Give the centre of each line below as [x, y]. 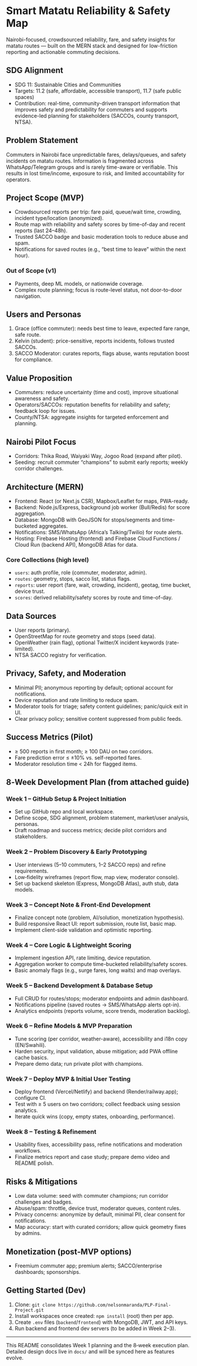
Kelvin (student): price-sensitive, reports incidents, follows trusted [94, 341]
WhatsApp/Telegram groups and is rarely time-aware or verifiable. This [92, 167]
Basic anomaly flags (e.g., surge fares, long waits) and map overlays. [98, 970]
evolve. [15, 1357]
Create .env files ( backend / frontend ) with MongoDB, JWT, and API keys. [101, 1322]
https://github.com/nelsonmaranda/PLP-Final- [114, 1305]
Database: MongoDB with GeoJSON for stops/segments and [88, 520]
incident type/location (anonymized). [59, 218]
